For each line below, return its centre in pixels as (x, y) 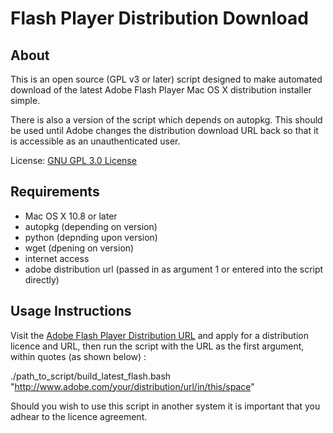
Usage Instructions (71, 311)
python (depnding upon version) (91, 237)
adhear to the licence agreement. (79, 416)
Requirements (55, 192)
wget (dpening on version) (79, 248)
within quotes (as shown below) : (78, 356)
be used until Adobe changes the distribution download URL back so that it (164, 130)
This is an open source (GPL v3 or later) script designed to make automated (166, 79)
